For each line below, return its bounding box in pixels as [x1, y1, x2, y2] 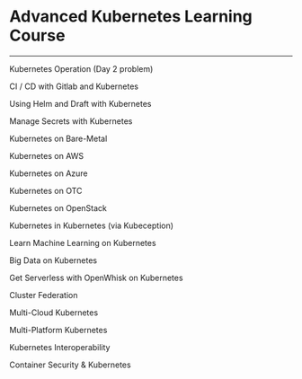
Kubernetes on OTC [9, 185, 83, 196]
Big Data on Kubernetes [9, 254, 97, 266]
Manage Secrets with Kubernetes [9, 115, 133, 127]
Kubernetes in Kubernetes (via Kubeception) [9, 220, 173, 231]
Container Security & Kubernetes [9, 359, 132, 370]
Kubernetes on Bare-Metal [9, 133, 108, 144]
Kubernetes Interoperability [9, 341, 111, 352]
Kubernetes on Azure [9, 168, 88, 179]
